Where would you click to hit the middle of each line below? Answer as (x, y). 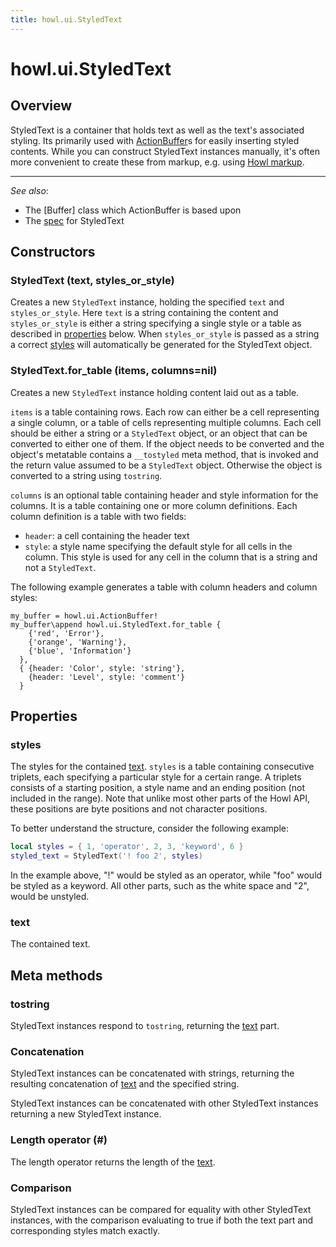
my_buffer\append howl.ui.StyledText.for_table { (116, 624)
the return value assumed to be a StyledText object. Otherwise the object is (166, 465)
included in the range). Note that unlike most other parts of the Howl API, (160, 798)
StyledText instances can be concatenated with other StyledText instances (164, 1103)
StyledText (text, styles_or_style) (92, 280)
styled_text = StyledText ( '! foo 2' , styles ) (106, 856)
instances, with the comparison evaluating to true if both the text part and (162, 1220)
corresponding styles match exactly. (85, 1230)
